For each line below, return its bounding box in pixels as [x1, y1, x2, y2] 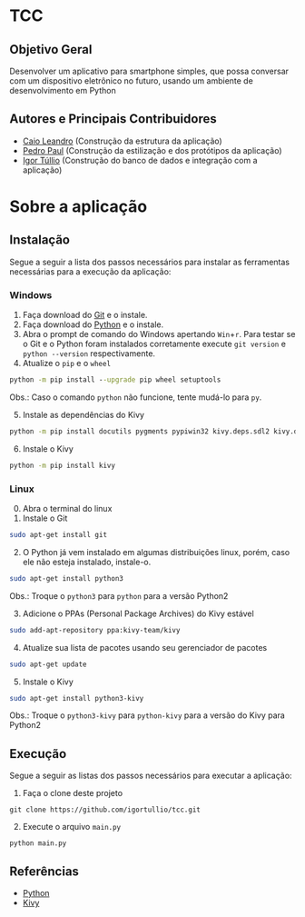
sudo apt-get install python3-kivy [9, 693, 144, 703]
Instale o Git [22, 513, 68, 523]
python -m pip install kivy [9, 461, 116, 470]
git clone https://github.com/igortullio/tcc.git [9, 805, 202, 814]
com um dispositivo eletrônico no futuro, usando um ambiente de [9, 75, 254, 86]
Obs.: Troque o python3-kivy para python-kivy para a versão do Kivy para [9, 710, 286, 721]
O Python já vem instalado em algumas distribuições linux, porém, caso [22, 546, 290, 557]
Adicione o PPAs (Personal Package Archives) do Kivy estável [22, 608, 254, 619]
